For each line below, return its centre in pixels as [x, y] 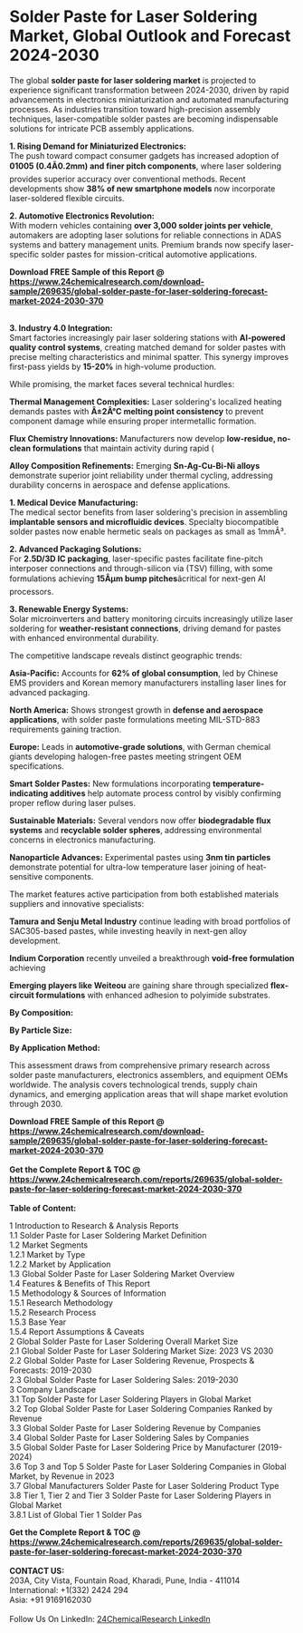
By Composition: [42, 1012]
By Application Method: [55, 1047]
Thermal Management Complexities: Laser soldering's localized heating [146, 402]
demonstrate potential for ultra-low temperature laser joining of [127, 867]
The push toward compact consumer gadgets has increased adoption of [144, 155]
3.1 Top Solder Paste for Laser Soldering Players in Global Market [130, 1399]
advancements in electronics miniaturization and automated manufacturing [149, 99]
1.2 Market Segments [49, 1245]
